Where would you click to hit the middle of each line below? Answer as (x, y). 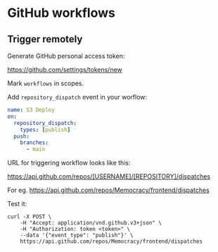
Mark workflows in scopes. (46, 83)
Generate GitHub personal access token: (66, 56)
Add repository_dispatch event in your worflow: (77, 97)
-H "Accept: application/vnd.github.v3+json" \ (91, 223)
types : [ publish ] (45, 130)
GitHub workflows (62, 13)
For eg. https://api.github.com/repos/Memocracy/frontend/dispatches (108, 190)
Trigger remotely (45, 39)
